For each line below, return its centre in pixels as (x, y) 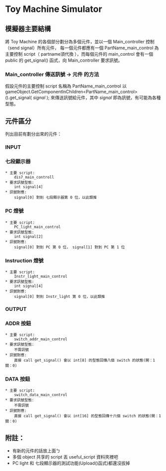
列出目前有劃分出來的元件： (33, 134)
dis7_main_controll (34, 178)
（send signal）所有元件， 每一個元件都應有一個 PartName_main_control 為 (82, 48)
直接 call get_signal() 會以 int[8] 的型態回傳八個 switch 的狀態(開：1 (84, 361)
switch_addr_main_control (41, 339)
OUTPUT (16, 309)
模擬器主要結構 (28, 29)
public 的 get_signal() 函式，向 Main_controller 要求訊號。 (64, 60)
